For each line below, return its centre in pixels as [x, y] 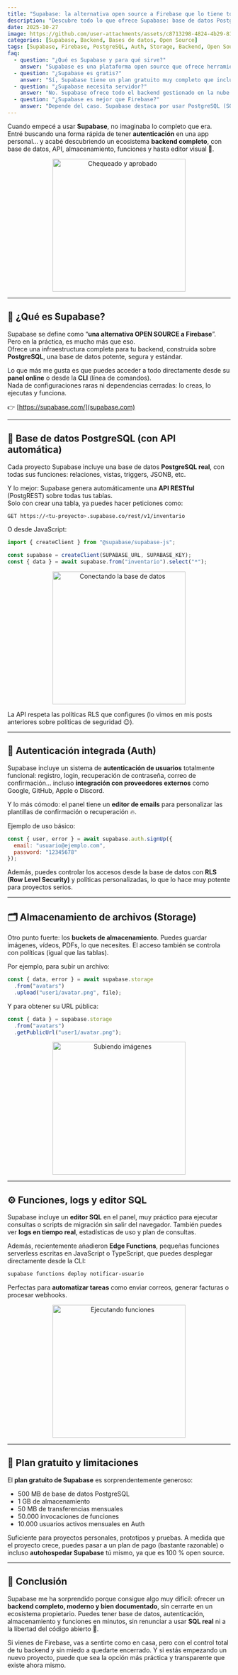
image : [17, 34]
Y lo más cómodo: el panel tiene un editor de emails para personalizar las [115, 804]
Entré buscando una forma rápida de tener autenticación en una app [108, 134]
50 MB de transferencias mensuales [70, 1508]
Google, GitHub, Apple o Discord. [56, 790]
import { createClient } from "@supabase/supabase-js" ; [91, 543]
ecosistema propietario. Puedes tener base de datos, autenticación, [106, 1613]
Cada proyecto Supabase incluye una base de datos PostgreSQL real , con [116, 467]
